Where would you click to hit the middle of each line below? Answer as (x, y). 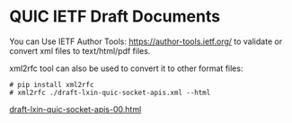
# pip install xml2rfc (52, 84)
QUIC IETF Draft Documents (115, 17)
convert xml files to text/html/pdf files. (80, 50)
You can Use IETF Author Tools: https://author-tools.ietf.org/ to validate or (146, 41)
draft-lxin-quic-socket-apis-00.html (75, 109)
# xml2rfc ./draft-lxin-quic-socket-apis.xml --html (110, 92)
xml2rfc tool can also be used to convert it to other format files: (126, 68)
